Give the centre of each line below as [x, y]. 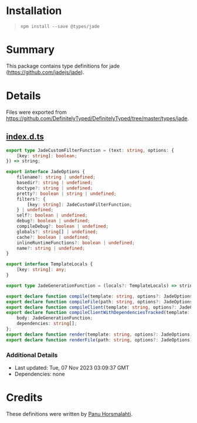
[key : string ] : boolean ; [47, 156]
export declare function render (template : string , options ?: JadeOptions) [99, 334]
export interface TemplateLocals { [50, 264]
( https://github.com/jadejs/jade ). [45, 72]
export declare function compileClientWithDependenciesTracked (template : [98, 313]
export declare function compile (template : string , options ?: [84, 296]
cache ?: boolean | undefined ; [54, 237]
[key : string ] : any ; [42, 270]
